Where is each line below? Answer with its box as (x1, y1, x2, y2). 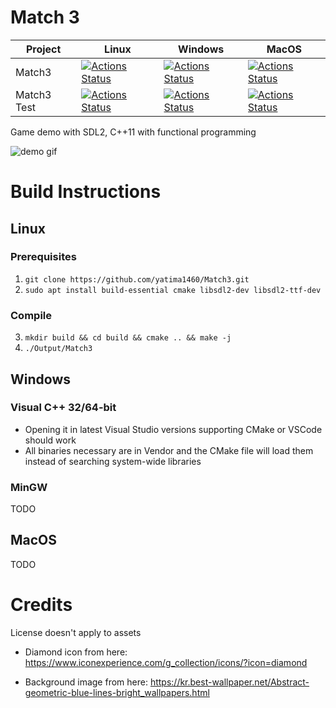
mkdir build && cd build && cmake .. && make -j (24, 333, 232, 343)
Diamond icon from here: (24, 646, 128, 658)
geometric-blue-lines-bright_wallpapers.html (24, 686, 210, 698)
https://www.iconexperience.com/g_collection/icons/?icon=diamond (24, 656, 308, 668)
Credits (10, 594, 73, 616)
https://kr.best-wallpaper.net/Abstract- (149, 676, 310, 688)
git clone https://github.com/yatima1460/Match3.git (24, 274, 250, 285)
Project (25, 42, 62, 56)
